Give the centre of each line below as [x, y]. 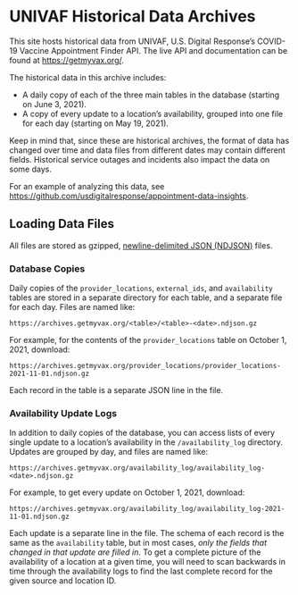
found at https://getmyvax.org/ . [67, 60]
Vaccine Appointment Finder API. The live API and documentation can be [153, 50]
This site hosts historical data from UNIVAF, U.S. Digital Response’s [132, 41]
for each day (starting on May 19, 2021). [95, 123]
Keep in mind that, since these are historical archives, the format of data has [149, 140]
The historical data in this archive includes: [88, 77]
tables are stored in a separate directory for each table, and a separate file [146, 297]
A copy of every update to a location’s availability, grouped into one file [153, 113]
